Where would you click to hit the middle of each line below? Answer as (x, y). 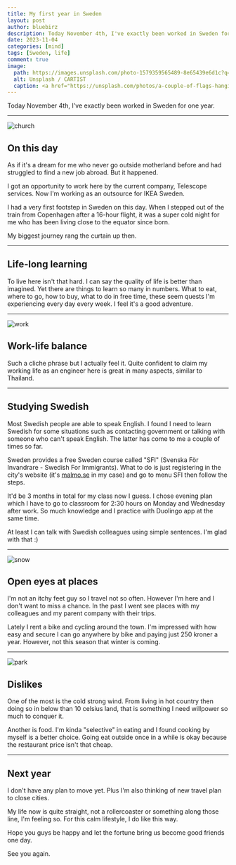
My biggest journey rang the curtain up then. (72, 236)
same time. (24, 518)
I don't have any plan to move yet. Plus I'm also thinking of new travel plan (114, 790)
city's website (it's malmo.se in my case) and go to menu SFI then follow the (118, 475)
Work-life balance (47, 346)
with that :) (23, 539)
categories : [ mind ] (36, 46)
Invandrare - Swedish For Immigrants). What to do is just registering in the (114, 467)
